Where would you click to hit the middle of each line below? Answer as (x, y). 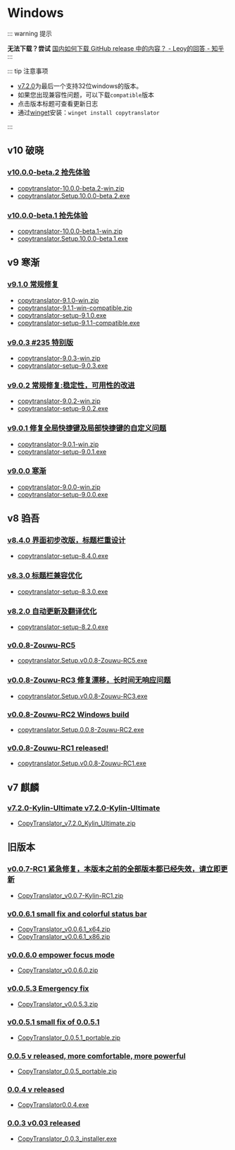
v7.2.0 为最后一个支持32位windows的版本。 (80, 85)
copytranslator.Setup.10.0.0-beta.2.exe (74, 196)
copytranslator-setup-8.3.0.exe (63, 592)
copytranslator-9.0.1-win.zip (58, 444)
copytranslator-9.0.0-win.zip (59, 487)
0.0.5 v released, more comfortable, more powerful (97, 1055)
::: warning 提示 (30, 33)
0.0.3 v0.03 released (44, 1123)
